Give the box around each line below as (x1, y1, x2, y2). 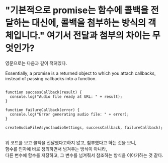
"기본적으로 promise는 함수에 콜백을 (5, 5, 149, 16)
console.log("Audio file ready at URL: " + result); (10, 94, 123, 99)
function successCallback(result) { (5, 89, 82, 95)
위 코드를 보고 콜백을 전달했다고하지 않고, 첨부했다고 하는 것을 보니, (5, 139, 137, 145)
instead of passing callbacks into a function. (5, 75, 97, 81)
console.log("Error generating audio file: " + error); (10, 112, 129, 117)
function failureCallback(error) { (5, 107, 80, 113)
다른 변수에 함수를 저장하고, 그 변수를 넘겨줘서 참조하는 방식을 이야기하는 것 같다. (5, 152, 163, 158)
